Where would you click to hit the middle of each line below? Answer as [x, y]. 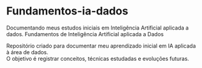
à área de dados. [27, 52]
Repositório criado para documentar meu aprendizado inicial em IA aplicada [101, 46]
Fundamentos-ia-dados [67, 11]
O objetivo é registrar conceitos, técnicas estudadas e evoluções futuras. [98, 58]
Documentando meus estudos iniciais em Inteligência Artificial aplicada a [98, 28]
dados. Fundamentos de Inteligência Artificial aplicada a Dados [85, 34]
